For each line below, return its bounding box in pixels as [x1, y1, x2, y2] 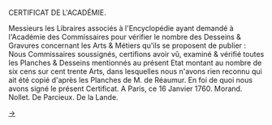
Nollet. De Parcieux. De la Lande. [8, 93, 119, 101]
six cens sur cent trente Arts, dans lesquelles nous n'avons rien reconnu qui [8, 67, 262, 76]
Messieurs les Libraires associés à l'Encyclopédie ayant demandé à [8, 24, 234, 32]
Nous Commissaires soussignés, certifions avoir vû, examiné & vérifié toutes [8, 50, 265, 58]
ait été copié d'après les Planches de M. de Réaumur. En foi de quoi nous [8, 75, 253, 84]
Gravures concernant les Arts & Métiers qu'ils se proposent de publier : [8, 41, 246, 50]
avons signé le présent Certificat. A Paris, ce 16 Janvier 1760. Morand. [8, 84, 243, 93]
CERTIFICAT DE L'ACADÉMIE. [8, 8, 107, 17]
